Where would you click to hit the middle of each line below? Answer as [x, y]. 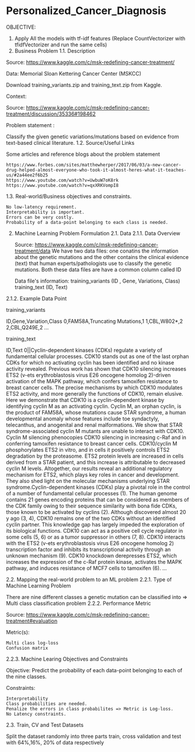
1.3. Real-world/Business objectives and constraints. [69, 196]
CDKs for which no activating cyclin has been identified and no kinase [90, 362]
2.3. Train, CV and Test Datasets [45, 724]
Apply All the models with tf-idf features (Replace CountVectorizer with [100, 38]
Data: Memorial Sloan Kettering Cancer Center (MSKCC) [74, 73]
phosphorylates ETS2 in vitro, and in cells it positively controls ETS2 [88, 450]
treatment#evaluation [32, 621]
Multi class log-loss [32, 643]
